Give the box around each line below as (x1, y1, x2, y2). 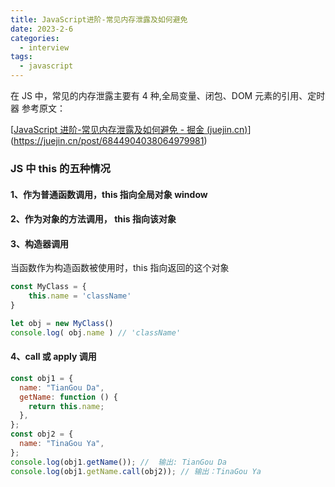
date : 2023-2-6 (10, 24, 74, 34)
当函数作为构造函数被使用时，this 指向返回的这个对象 (10, 262, 230, 274)
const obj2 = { (10, 429, 74, 440)
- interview (19, 42, 70, 53)
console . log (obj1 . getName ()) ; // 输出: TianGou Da (10, 457, 228, 467)
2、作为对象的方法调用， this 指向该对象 (10, 213, 177, 225)
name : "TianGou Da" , (19, 382, 105, 393)
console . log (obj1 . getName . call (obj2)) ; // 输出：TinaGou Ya (10, 466, 262, 476)
